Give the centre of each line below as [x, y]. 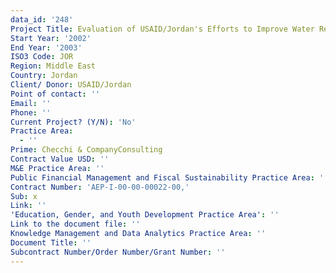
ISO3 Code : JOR [42, 57]
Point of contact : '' [55, 94]
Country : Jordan [44, 76]
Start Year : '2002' [51, 38]
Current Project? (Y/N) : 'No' [73, 122]
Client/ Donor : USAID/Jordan [71, 85]
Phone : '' [31, 112]
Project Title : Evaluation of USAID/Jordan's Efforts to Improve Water [162, 29]
